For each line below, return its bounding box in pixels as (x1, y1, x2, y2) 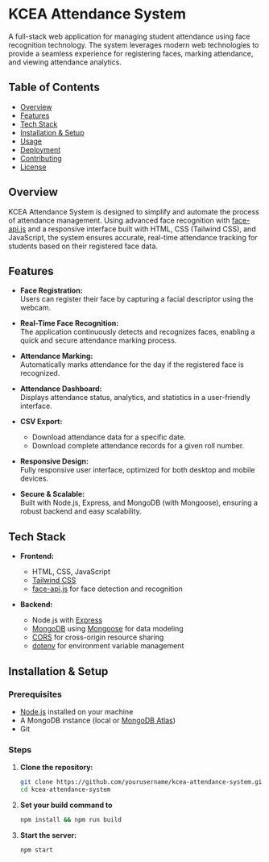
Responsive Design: (19, 456, 89, 466)
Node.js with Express (31, 615, 103, 625)
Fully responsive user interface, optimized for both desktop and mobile (19, 465, 255, 475)
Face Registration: (19, 285, 83, 295)
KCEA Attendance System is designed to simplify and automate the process (8, 206, 259, 216)
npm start (19, 846, 54, 854)
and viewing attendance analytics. (8, 57, 122, 67)
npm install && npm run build (19, 815, 122, 823)
